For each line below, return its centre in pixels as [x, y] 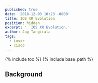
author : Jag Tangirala [28, 32]
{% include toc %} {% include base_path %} [49, 59]
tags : [10, 37]
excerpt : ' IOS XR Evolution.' [37, 28]
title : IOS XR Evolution [30, 18]
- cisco [17, 45]
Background [24, 75]
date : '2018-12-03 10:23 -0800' [37, 14]
